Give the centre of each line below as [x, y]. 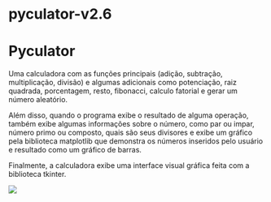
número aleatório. [38, 100]
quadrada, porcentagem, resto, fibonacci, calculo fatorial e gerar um [123, 91]
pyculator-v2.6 [60, 14]
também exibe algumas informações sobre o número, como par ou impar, [131, 124]
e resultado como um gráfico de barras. [75, 150]
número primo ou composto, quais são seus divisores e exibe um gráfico [131, 133]
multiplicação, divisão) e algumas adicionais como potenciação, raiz [123, 83]
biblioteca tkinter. [37, 174]
